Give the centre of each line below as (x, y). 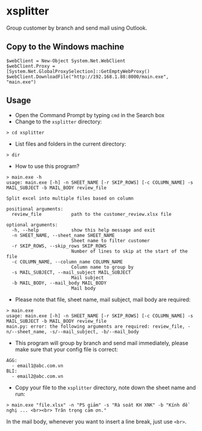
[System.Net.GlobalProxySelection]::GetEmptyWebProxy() (78, 71)
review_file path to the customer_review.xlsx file (92, 214)
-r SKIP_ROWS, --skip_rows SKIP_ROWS (59, 246)
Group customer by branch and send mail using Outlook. (77, 28)
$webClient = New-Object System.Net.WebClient (66, 61)
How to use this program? (47, 166)
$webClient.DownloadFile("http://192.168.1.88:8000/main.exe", (88, 77)
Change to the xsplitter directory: (58, 122)
